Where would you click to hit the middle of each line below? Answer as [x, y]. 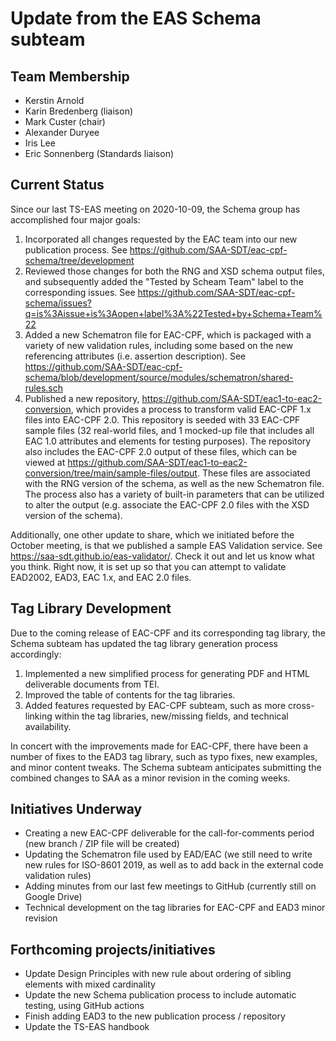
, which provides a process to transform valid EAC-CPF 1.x [191, 409]
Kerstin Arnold [54, 100]
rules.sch [43, 388]
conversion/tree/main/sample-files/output [111, 473]
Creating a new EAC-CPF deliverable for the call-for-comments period [169, 833]
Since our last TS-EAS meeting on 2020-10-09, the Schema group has [155, 209]
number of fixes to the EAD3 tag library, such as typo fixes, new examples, [164, 756]
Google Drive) [53, 897]
